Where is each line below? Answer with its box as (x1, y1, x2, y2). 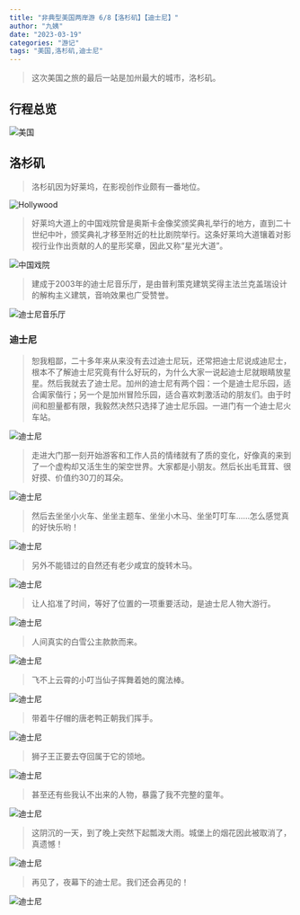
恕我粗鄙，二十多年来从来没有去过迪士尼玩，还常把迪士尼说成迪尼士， (31, 356, 292, 367)
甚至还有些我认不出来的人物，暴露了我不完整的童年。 (31, 789, 229, 800)
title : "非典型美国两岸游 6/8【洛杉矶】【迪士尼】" (9, 13, 180, 22)
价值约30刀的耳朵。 (55, 473, 128, 484)
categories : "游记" (9, 38, 80, 48)
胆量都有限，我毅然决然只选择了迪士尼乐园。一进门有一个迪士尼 (47, 401, 284, 412)
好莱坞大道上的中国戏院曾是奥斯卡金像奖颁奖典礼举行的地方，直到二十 (31, 218, 292, 228)
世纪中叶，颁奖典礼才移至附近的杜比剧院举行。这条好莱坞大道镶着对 (31, 228, 284, 239)
